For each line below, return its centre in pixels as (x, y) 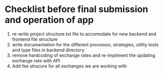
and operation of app (49, 20)
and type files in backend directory (48, 50)
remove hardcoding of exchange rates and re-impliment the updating (84, 55)
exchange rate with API (36, 60)
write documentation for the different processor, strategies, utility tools (85, 44)
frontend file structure (35, 39)
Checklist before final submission (76, 9)
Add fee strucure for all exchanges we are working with (69, 66)
